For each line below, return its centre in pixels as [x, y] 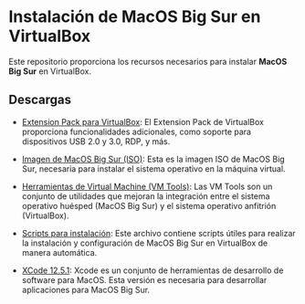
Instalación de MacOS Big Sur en [135, 17]
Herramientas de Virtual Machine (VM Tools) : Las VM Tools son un [147, 186]
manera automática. [59, 252]
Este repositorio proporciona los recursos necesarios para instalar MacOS [148, 61]
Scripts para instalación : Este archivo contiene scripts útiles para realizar [158, 233]
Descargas [40, 100]
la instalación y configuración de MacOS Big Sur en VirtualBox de [145, 243]
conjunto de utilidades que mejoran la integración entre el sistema [146, 196]
